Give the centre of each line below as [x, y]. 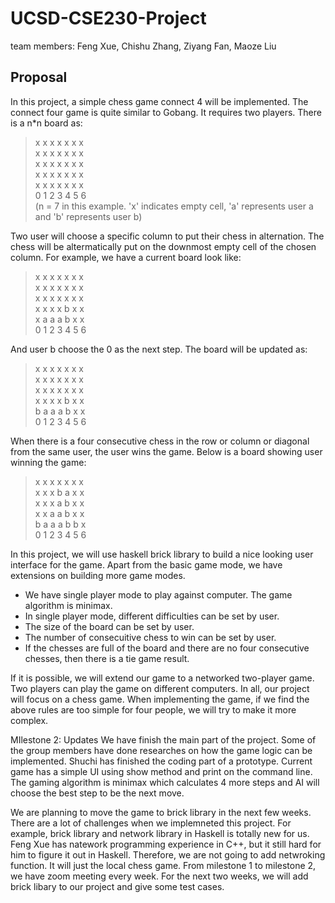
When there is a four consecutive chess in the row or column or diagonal [160, 441]
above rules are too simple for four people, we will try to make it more [153, 709]
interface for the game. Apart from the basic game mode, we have [146, 564]
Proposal [39, 77]
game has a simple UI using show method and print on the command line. [161, 771]
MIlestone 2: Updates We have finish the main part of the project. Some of [163, 739]
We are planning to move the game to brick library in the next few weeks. [161, 812]
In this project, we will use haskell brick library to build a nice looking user [162, 554]
